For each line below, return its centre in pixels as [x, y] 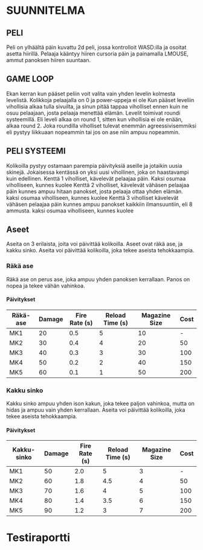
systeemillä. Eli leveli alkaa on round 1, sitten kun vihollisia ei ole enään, [95, 119]
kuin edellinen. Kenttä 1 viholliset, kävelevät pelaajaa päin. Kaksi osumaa [96, 178]
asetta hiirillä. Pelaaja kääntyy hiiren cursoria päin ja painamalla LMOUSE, [98, 54]
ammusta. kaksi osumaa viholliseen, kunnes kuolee [70, 210]
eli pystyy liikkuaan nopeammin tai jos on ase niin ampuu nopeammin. [93, 132]
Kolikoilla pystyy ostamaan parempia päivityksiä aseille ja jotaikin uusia [94, 165]
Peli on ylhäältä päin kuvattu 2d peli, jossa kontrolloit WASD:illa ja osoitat [96, 47]
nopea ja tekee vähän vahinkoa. [46, 286]
